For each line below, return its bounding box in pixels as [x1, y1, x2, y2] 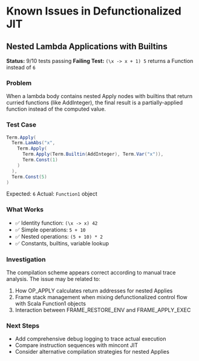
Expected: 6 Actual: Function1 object [6, 190, 98, 197]
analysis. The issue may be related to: [6, 276, 101, 283]
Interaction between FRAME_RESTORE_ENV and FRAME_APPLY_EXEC [15, 306, 191, 314]
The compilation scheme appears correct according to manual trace [6, 269, 176, 276]
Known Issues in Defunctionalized [6, 4, 181, 18]
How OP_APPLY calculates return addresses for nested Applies [15, 287, 173, 294]
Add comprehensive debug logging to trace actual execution [15, 335, 166, 343]
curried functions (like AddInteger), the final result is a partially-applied [6, 99, 183, 107]
